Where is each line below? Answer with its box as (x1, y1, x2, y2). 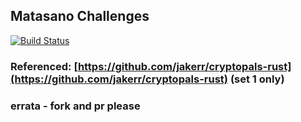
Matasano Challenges (10, 8, 150, 25)
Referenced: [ (10, 59, 78, 73)
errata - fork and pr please (10, 99, 141, 113)
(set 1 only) (229, 72, 285, 86)
